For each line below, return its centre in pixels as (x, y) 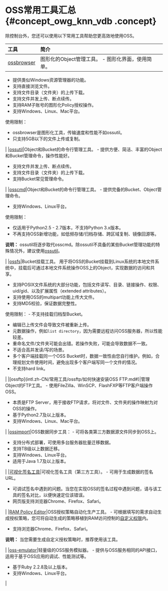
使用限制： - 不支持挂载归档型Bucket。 (45, 314)
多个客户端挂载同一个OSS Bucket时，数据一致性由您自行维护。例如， (84, 356)
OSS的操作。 (26, 408)
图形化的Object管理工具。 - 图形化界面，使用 (93, 59)
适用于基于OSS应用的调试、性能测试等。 (47, 556)
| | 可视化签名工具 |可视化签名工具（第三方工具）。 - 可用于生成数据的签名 (79, 472)
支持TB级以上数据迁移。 (37, 448)
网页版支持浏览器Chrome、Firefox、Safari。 (58, 501)
